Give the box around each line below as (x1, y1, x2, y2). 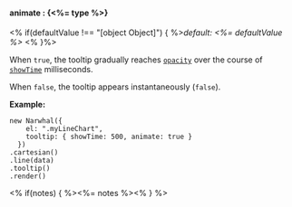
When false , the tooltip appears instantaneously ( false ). (9, 81, 221, 92)
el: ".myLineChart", (25, 125, 103, 134)
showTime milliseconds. (9, 64, 93, 75)
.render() (9, 172, 47, 181)
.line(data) (9, 156, 54, 165)
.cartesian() (9, 148, 59, 157)
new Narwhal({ (9, 117, 63, 126)
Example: (9, 99, 46, 110)
